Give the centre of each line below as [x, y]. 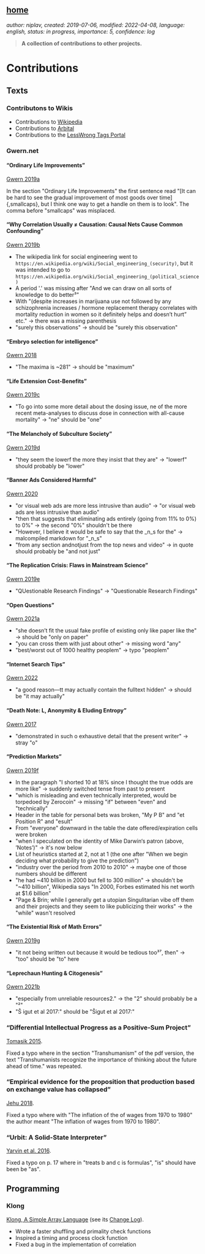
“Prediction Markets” [34, 757]
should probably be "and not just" [58, 551]
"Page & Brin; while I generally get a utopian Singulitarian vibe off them [104, 899]
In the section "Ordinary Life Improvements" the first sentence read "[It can [101, 191]
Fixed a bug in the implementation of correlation [76, 1244]
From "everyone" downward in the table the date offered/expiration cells [106, 828]
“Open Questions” [30, 605]
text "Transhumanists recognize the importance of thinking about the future [102, 1059]
